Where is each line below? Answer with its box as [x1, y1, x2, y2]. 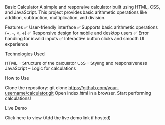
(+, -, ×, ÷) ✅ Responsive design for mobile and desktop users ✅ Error [5, 30, 149, 36]
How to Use [5, 75, 29, 81]
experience [5, 41, 28, 47]
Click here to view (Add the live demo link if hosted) [5, 115, 111, 121]
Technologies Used [5, 51, 45, 57]
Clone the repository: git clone [5, 85, 68, 91]
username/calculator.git [5, 90, 54, 96]
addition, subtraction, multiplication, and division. [5, 15, 106, 20]
